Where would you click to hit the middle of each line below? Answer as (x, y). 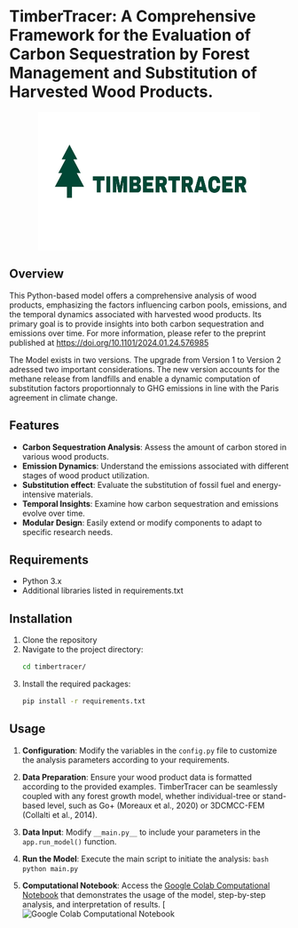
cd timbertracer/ (54, 667)
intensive (39, 494)
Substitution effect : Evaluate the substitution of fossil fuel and (136, 484)
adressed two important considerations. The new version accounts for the (145, 369)
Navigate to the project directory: (82, 650)
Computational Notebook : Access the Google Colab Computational (146, 885)
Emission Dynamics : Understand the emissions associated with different (155, 466)
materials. (75, 494)
